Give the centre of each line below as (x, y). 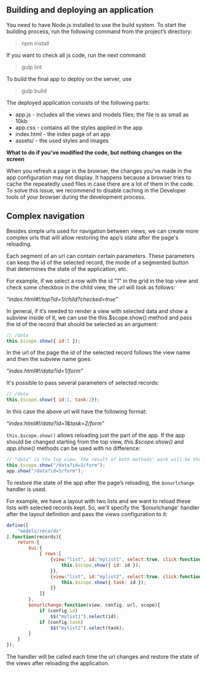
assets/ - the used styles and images (62, 140)
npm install (35, 43)
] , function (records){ (34, 537)
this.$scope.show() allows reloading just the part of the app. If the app (96, 435)
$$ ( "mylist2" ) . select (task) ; (87, 628)
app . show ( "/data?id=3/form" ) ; (45, 471)
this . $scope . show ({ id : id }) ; (101, 565)
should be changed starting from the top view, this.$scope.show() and (95, 442)
